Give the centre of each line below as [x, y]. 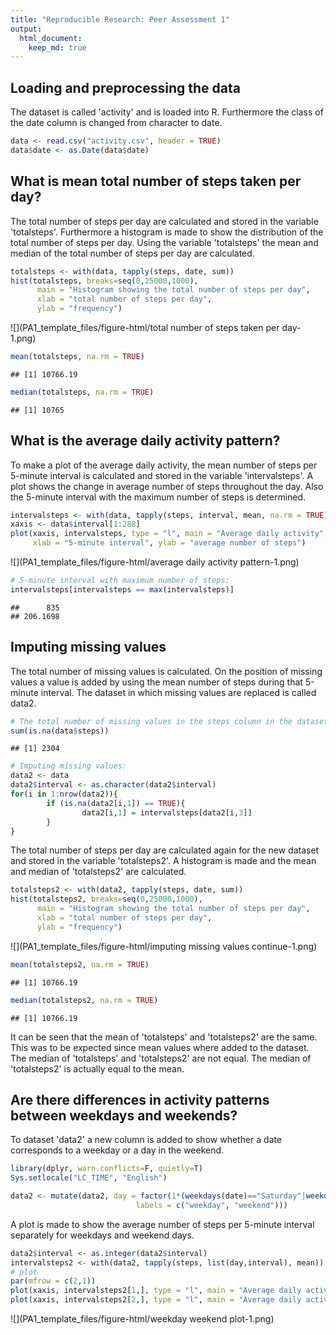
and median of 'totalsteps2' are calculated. [98, 872]
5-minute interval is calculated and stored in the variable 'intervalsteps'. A [162, 475]
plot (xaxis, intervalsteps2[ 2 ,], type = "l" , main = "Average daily [156, 1300]
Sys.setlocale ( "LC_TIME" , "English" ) [89, 1178]
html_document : [51, 38]
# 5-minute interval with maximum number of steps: [120, 581]
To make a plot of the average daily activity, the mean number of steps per [164, 465]
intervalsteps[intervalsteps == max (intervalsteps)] [122, 589]
